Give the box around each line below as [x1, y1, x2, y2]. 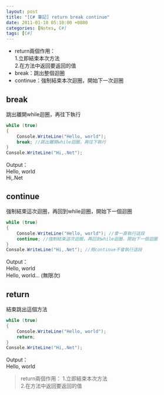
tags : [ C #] [6, 31, 33, 37]
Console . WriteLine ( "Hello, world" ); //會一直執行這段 [16, 231, 145, 236]
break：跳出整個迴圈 [14, 70, 65, 77]
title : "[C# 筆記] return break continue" [6, 14, 110, 20]
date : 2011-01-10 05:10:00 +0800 [6, 19, 88, 25]
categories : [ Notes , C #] [6, 25, 67, 31]
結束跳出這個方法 [6, 306, 48, 313]
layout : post [6, 8, 38, 15]
